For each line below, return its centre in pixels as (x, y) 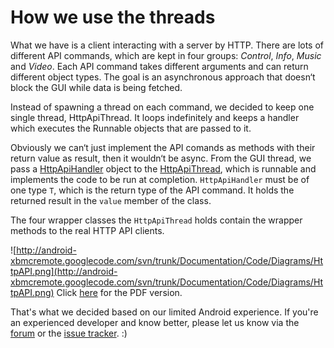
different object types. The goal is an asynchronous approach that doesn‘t (163, 77)
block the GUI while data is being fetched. (96, 87)
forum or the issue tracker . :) (69, 333)
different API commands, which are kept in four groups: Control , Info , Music (166, 55)
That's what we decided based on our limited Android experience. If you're (164, 312)
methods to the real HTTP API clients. (87, 230)
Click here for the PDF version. (119, 292)
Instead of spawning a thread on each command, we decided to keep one (162, 107)
